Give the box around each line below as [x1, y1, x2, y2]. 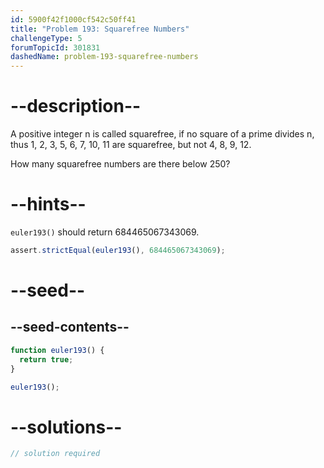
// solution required [10, 449, 101, 459]
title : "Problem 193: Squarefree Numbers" [10, 24, 190, 34]
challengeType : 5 [10, 33, 83, 43]
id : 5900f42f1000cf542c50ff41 [10, 14, 137, 25]
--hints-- [10, 193, 87, 216]
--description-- [10, 95, 142, 118]
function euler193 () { [10, 345, 105, 355]
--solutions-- [10, 416, 123, 438]
